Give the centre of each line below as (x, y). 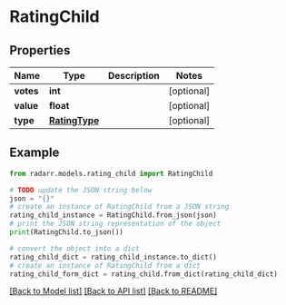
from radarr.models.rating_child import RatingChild (111, 173)
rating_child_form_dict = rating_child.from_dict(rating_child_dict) (144, 274)
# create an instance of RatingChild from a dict (105, 265)
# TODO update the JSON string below (81, 190)
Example (35, 153)
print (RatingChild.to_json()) (67, 232)
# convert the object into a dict (75, 248)
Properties (40, 50)
